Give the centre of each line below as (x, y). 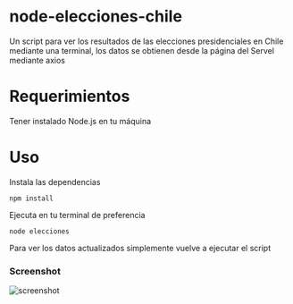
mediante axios (37, 60)
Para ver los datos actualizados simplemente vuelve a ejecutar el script (140, 248)
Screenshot (35, 271)
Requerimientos (70, 97)
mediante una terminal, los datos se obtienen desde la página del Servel (142, 50)
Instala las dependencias (55, 182)
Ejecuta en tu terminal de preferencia (77, 215)
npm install (31, 198)
